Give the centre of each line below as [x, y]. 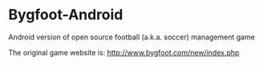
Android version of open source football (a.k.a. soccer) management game [131, 37]
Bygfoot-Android [66, 15]
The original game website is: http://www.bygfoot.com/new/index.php [124, 52]
